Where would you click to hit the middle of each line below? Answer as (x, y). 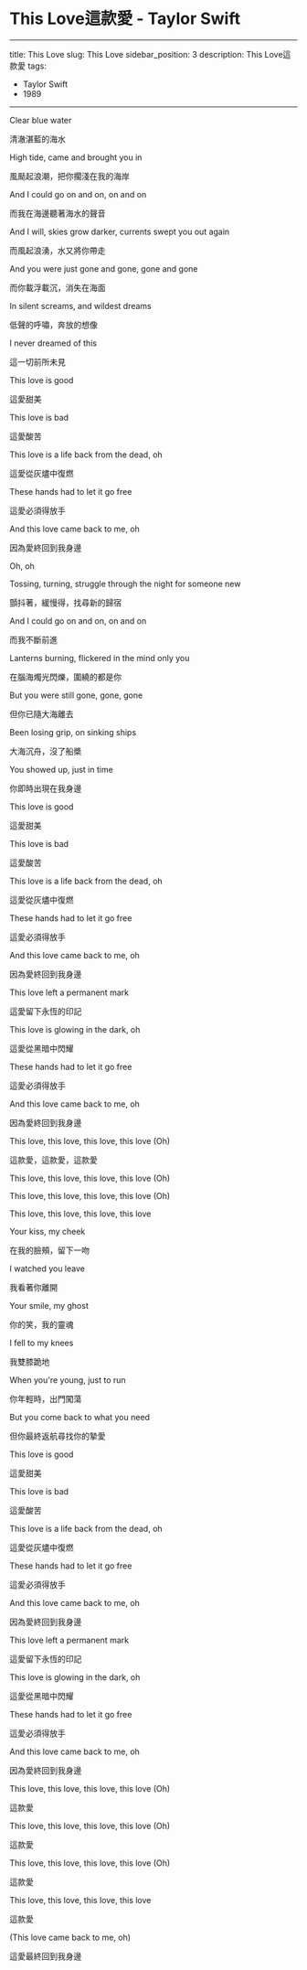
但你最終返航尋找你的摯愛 (58, 1436)
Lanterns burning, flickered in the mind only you (100, 658)
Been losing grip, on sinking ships (73, 732)
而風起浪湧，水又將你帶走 (58, 250)
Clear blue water (41, 120)
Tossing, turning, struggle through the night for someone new (125, 584)
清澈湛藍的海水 (37, 139)
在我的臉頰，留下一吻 (49, 1250)
